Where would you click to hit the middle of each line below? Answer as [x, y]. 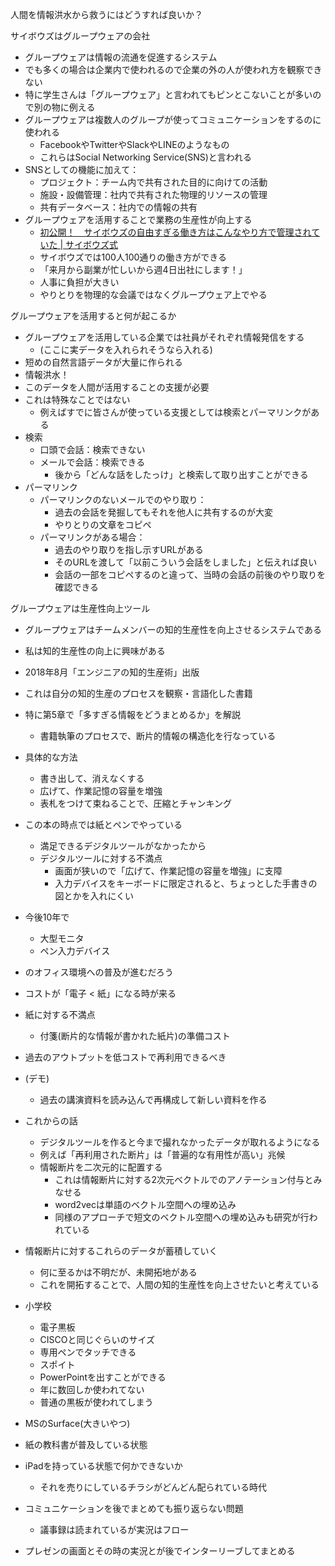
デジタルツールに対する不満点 [101, 858]
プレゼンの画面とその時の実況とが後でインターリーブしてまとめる [160, 1551]
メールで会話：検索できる [92, 462]
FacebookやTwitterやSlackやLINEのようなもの [134, 144]
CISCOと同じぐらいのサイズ [97, 1339]
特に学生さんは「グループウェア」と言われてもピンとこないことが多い [168, 94]
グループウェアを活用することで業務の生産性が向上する [138, 219]
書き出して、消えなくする [92, 778]
